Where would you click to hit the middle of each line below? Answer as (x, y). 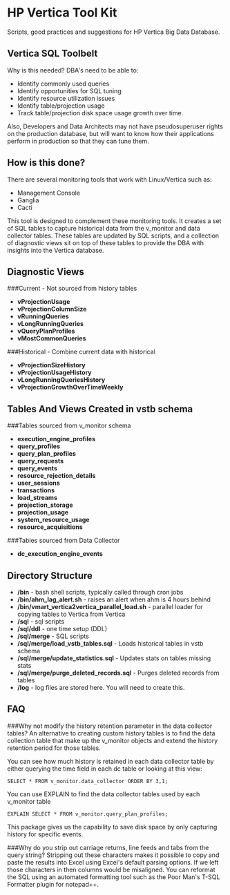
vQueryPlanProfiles (46, 331)
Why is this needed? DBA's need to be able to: (73, 70)
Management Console (49, 193)
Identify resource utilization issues (66, 98)
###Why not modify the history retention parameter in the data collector (110, 726)
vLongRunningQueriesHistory (61, 380)
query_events (37, 468)
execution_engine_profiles (56, 439)
